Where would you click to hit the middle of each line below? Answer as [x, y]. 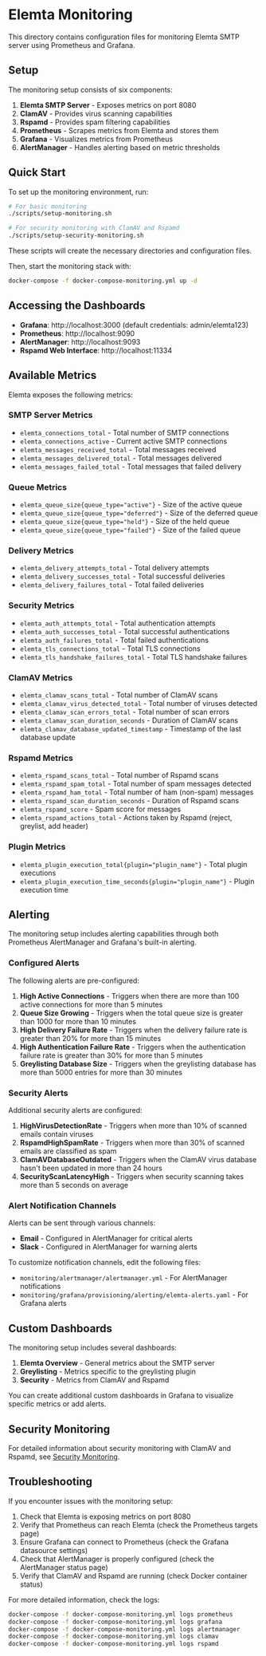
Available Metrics [53, 375]
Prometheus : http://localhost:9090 [77, 333]
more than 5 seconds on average [74, 1185]
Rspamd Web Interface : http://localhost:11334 [96, 350]
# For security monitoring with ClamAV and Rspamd [94, 228]
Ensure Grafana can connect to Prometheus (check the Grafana [124, 1542]
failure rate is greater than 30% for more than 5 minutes [111, 1055]
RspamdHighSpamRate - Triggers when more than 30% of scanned [132, 1143]
